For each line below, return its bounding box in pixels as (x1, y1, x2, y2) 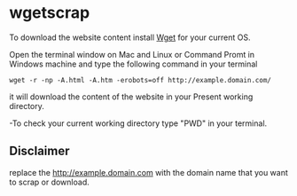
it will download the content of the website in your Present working (9, 91, 254, 102)
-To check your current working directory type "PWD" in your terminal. (9, 118, 268, 129)
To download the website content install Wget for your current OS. (9, 32, 251, 43)
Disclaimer (9, 144, 70, 159)
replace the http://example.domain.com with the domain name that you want (9, 167, 288, 177)
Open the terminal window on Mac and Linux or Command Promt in (9, 49, 255, 59)
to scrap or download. (9, 176, 90, 187)
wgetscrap (9, 3, 90, 23)
